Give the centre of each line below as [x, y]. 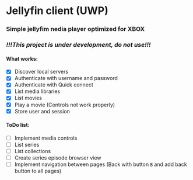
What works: [22, 58]
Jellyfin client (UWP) [57, 11]
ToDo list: [18, 125]
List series [27, 144]
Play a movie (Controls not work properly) [65, 105]
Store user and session [42, 111]
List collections [33, 151]
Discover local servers [41, 72]
